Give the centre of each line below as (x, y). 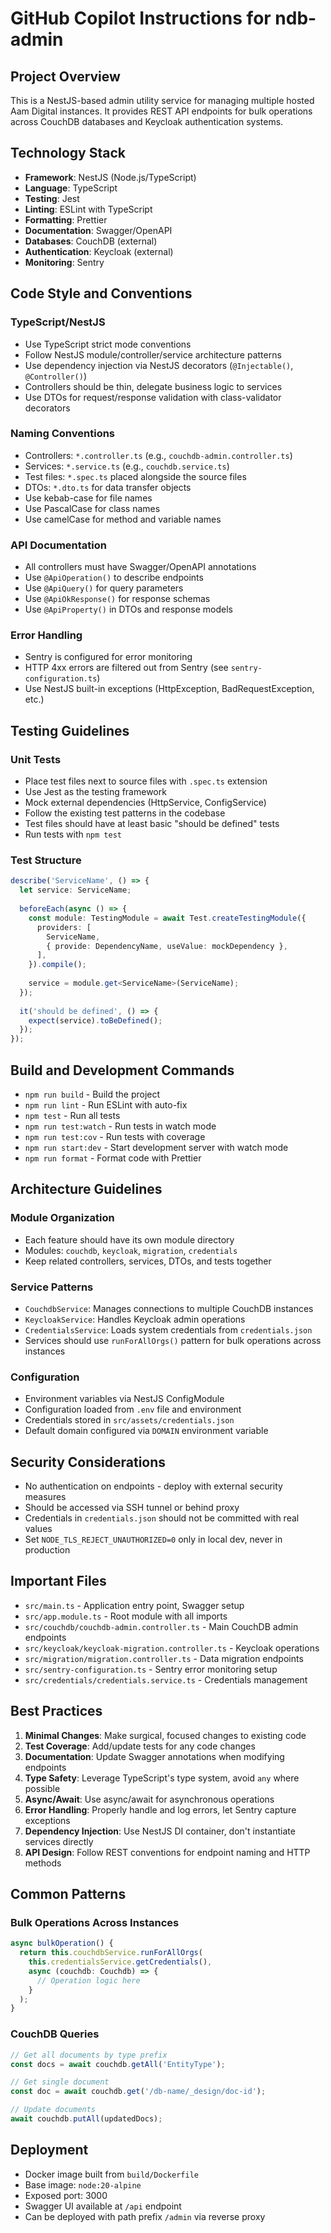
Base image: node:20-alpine (83, 2184)
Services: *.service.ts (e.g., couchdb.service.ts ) (127, 466)
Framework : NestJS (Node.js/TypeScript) (110, 177)
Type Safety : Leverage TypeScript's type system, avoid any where (162, 1778)
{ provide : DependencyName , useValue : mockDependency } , (167, 946)
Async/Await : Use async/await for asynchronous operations (149, 1799)
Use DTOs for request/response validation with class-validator (153, 397)
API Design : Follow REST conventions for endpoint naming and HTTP (167, 1852)
